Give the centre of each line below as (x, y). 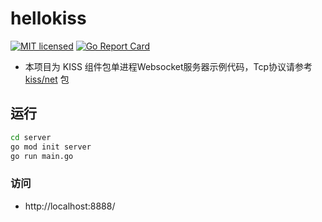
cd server (31, 137)
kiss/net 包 (47, 79)
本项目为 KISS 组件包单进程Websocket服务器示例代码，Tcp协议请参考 (168, 66)
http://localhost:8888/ (70, 206)
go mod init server (51, 147)
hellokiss (48, 18)
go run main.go (42, 156)
